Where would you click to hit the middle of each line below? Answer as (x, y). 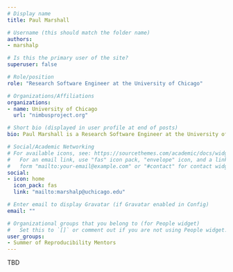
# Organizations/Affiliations (51, 96)
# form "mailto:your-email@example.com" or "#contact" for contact (110, 166)
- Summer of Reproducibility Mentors (62, 243)
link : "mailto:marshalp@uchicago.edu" (70, 192)
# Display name (29, 14)
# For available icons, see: (49, 153)
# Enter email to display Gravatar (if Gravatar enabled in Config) (108, 205)
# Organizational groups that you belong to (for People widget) (103, 223)
